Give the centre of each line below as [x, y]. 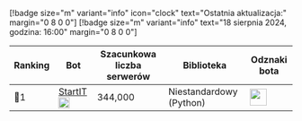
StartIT [73, 91]
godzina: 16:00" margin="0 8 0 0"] [73, 32]
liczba [129, 65]
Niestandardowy [203, 91]
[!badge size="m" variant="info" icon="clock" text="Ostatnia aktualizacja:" [148, 13]
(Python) [187, 103]
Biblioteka [205, 65]
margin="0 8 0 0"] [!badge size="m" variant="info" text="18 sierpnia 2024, [148, 22]
